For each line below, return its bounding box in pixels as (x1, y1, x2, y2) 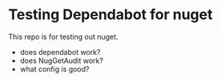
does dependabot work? (19, 47, 101, 57)
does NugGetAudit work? (19, 56, 104, 65)
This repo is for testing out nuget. (8, 32, 119, 41)
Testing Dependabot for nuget (8, 6, 213, 24)
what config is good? (19, 64, 90, 73)
